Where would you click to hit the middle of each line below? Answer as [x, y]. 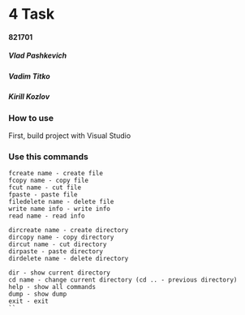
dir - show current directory [60, 273]
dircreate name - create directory [69, 231]
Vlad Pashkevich [38, 56]
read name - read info [47, 216]
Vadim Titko [29, 76]
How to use [31, 118]
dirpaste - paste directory [56, 252]
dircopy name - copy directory [61, 237]
